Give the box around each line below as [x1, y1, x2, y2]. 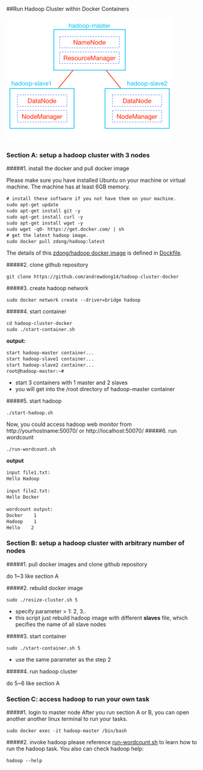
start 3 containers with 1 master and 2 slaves [15, 379, 128, 386]
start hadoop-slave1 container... [6, 356, 95, 362]
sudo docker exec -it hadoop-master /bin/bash [6, 728, 127, 734]
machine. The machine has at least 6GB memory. [6, 183, 130, 190]
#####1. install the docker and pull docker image [6, 165, 130, 172]
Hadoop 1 [6, 518, 37, 525]
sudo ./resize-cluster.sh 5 [6, 597, 78, 603]
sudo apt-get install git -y [6, 208, 81, 214]
